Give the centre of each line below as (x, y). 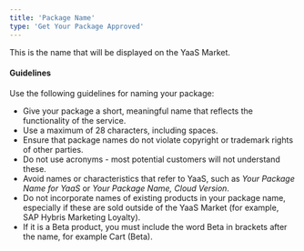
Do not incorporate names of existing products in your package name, (154, 197)
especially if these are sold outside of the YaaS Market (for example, (151, 207)
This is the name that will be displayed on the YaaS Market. (120, 52)
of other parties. (53, 149)
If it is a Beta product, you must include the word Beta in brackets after (155, 226)
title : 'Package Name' (52, 18)
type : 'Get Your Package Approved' (77, 26)
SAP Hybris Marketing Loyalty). (81, 217)
